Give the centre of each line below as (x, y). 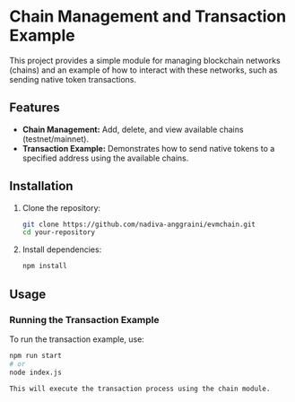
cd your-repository (59, 232)
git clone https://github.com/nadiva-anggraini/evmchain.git (139, 224)
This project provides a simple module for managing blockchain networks (145, 60)
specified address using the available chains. (105, 158)
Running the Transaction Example (84, 319)
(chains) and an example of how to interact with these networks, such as (143, 70)
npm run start (36, 355)
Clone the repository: (61, 207)
